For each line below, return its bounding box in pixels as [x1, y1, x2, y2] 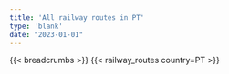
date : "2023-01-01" [9, 30, 84, 39]
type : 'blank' [9, 22, 64, 31]
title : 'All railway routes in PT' [9, 13, 145, 23]
